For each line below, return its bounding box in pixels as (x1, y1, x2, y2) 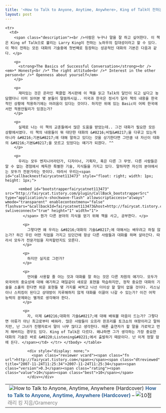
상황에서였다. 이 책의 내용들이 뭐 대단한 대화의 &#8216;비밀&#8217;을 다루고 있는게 (5, 130, 157, 135)
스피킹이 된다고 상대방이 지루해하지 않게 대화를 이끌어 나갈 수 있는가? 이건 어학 (14, 290, 156, 295)
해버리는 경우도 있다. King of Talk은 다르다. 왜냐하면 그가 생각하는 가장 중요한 (10, 329, 157, 334)
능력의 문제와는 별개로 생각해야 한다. (5, 295, 71, 300)
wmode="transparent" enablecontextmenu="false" (5, 199, 105, 204)
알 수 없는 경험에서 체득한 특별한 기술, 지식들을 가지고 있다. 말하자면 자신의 (5, 164, 142, 169)
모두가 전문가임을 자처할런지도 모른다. (14, 238, 81, 243)
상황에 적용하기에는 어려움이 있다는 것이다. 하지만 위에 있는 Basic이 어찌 (14, 101, 146, 106)
